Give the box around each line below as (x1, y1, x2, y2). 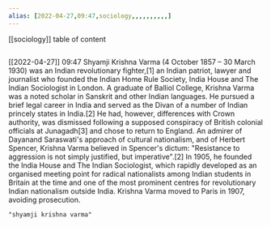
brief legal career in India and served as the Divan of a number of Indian (8, 100, 248, 109)
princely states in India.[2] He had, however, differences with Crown (8, 109, 235, 118)
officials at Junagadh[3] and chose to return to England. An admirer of (8, 126, 243, 135)
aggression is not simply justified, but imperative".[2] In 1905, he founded (8, 152, 252, 161)
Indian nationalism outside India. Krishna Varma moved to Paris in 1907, (8, 186, 245, 195)
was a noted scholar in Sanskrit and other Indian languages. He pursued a (8, 91, 255, 101)
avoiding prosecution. (8, 195, 81, 204)
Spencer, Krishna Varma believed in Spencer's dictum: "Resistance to (8, 143, 240, 152)
